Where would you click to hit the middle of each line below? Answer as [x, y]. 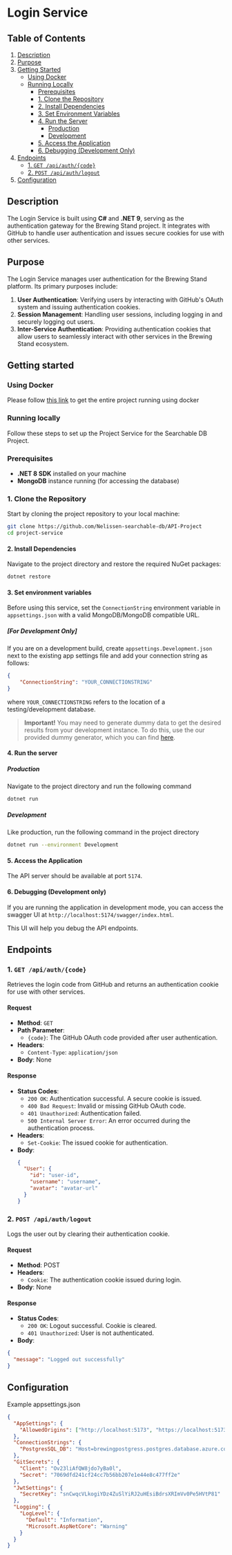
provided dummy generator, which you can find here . [100, 737]
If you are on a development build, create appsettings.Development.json [110, 648]
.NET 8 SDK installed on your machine [71, 473]
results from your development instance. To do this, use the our [114, 730]
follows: [18, 663]
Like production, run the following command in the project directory [103, 833]
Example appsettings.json [44, 1404]
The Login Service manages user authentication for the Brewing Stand [107, 279]
